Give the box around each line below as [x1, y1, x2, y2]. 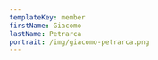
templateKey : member [9, 12, 87, 22]
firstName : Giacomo [9, 21, 82, 30]
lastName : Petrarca [9, 29, 82, 38]
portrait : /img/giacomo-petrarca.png [9, 37, 150, 47]
